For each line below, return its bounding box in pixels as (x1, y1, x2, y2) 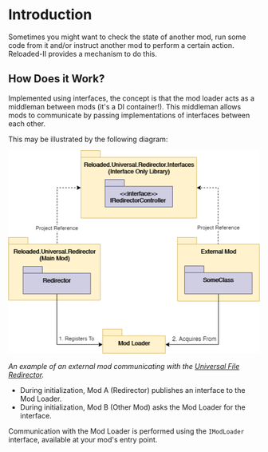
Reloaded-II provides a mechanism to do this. (8, 49, 157, 58)
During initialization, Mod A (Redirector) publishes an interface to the (19, 386, 246, 395)
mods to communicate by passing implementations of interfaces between (8, 110, 250, 120)
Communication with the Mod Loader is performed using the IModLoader (8, 426, 245, 436)
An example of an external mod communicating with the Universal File (8, 362, 240, 371)
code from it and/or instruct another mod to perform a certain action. (8, 40, 235, 50)
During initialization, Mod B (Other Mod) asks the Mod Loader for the (19, 402, 246, 412)
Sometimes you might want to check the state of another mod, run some (8, 32, 246, 42)
